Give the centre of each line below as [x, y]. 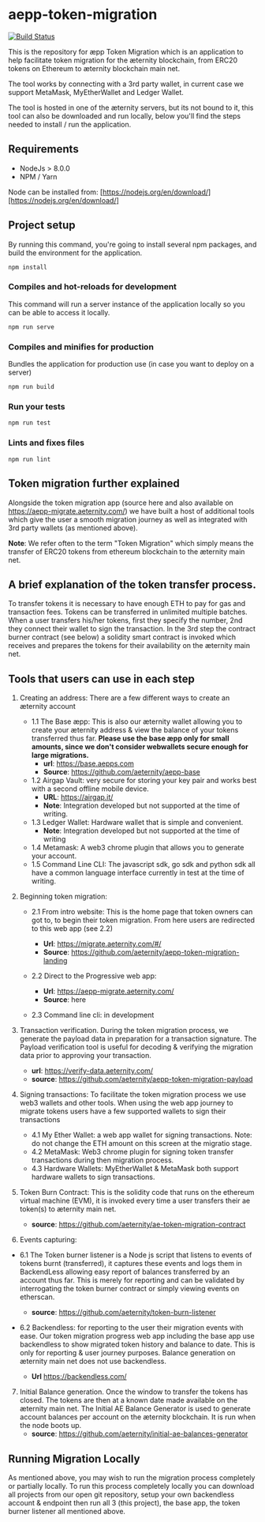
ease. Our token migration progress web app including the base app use [137, 1336]
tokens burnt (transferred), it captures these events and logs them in [131, 1264]
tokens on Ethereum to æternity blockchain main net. [94, 68]
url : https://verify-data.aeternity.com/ [92, 1071]
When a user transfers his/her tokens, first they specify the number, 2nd [125, 620]
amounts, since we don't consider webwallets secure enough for [140, 747]
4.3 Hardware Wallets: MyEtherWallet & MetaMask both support [135, 1169]
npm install [28, 267]
